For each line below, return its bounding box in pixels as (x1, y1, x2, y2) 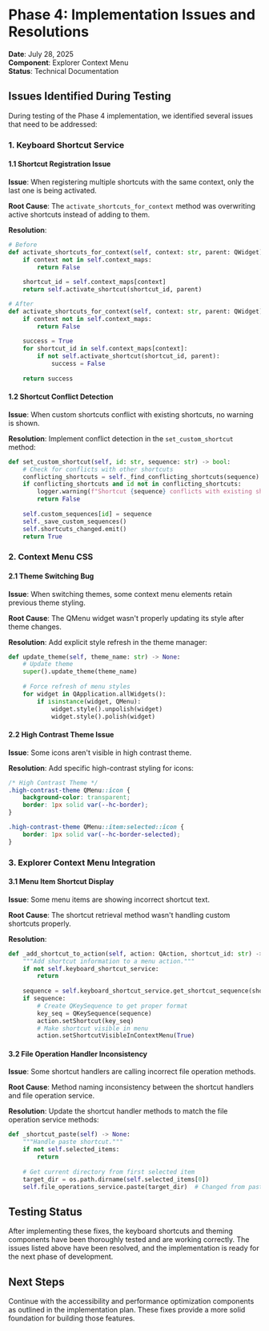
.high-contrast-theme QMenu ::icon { (8, 786, 130, 794)
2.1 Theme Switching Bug (8, 571, 94, 581)
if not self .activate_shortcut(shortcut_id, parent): (37, 352, 220, 360)
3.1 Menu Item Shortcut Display (8, 877, 114, 887)
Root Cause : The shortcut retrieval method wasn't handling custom (8, 910, 231, 919)
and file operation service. (8, 1091, 95, 1101)
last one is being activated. (8, 185, 98, 195)
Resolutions (8, 22, 90, 41)
